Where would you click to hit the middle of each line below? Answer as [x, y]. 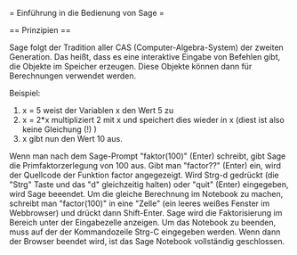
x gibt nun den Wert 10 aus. [72, 139]
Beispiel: [25, 93]
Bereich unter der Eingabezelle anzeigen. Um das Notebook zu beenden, [143, 222]
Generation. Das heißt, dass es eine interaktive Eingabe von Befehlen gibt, [145, 57]
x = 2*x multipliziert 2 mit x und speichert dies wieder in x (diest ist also [153, 120]
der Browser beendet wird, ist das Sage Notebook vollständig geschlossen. [147, 241]
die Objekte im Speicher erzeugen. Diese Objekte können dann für [131, 66]
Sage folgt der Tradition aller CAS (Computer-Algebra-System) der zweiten [147, 47]
